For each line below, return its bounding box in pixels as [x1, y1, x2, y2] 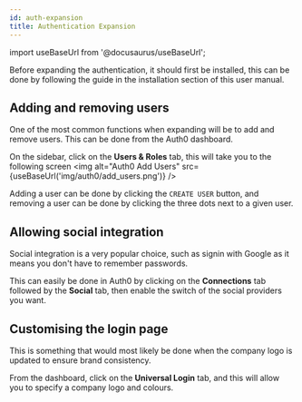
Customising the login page [9, 321, 169, 337]
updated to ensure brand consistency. [9, 355, 151, 366]
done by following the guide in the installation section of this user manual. [9, 74, 285, 84]
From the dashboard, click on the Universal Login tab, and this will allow [9, 372, 279, 383]
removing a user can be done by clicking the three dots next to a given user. [9, 198, 294, 209]
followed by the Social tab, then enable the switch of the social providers [9, 285, 283, 296]
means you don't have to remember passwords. [9, 258, 189, 269]
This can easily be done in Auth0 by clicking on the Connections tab [9, 276, 266, 287]
